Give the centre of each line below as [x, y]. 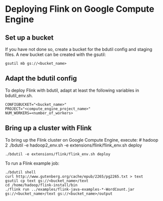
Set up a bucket [29, 38]
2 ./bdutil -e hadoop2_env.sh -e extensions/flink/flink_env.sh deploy [74, 145]
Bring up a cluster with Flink [48, 128]
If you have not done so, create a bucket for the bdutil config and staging [79, 49]
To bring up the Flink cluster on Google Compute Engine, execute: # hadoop [82, 140]
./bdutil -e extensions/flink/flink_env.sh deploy [58, 154]
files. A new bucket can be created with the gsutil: [56, 54]
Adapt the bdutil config [41, 79]
